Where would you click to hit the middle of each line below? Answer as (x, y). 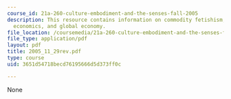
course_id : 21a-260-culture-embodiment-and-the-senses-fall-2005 (102, 13)
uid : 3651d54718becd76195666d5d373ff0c (64, 64)
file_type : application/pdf (47, 39)
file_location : (29, 32)
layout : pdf (24, 45)
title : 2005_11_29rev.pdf (44, 52)
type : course (26, 58)
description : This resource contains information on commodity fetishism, (117, 20)
